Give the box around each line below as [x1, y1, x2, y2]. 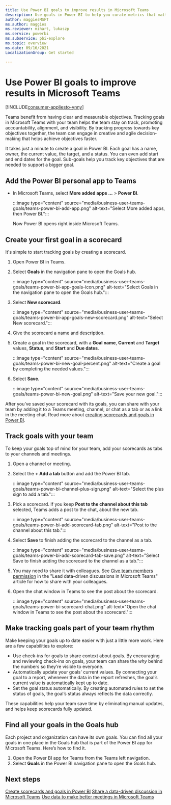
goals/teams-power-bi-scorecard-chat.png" [12, 603, 106, 609]
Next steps [5, 775, 41, 784]
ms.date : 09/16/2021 [5, 45, 49, 50]
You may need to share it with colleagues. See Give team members [12, 568, 154, 574]
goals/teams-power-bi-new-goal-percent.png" [12, 360, 111, 367]
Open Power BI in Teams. [12, 259, 66, 265]
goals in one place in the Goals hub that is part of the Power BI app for [5, 739, 153, 745]
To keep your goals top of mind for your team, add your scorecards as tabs [5, 445, 163, 451]
